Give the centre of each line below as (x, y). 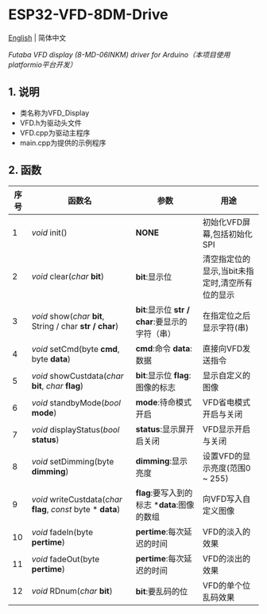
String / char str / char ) (75, 326)
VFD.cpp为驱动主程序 (55, 132)
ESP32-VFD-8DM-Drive (88, 15)
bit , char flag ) (58, 385)
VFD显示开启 (226, 429)
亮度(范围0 (230, 467)
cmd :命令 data (163, 348)
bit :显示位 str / (163, 310)
